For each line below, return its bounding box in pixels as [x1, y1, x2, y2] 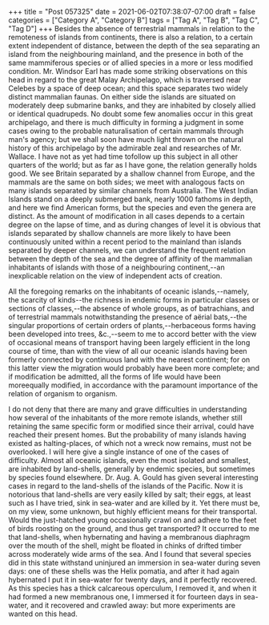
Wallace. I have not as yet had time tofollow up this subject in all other [8, 152, 239, 161]
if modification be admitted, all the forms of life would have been [8, 372, 222, 381]
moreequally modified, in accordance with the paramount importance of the [8, 380, 259, 390]
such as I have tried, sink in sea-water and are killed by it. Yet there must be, [8, 498, 260, 508]
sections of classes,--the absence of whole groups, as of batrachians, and [8, 304, 255, 313]
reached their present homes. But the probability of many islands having [8, 430, 247, 440]
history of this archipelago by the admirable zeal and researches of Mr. [8, 144, 242, 152]
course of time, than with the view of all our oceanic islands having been [8, 347, 247, 355]
